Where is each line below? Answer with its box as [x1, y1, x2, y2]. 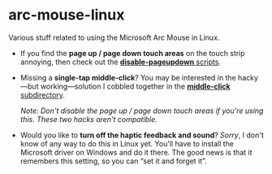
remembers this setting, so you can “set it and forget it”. [19, 156, 207, 166]
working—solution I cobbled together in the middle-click [40, 81, 231, 91]
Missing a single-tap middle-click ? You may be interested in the [19, 72, 237, 82]
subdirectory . [19, 89, 65, 99]
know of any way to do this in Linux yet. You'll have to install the [19, 138, 234, 148]
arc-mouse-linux [8, 6, 125, 24]
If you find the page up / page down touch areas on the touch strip [19, 48, 245, 58]
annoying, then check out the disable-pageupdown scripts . [19, 57, 222, 67]
